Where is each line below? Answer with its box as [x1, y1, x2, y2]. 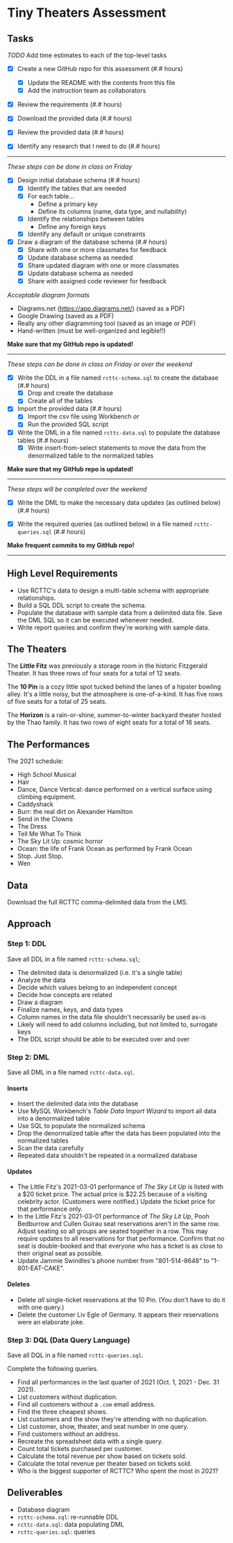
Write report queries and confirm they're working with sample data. [17, 623, 210, 632]
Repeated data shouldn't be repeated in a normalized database [17, 1151, 198, 1160]
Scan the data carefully [17, 1144, 85, 1152]
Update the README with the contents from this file [27, 79, 175, 87]
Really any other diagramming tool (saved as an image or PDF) [17, 319, 196, 328]
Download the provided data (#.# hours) [17, 114, 132, 123]
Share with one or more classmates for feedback [27, 245, 168, 253]
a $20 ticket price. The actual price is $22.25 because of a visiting [17, 1190, 207, 1198]
